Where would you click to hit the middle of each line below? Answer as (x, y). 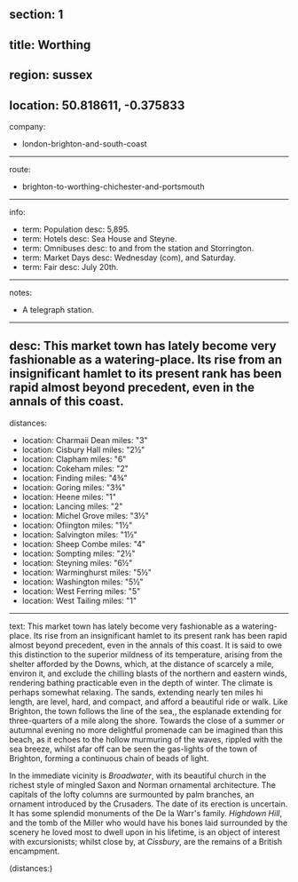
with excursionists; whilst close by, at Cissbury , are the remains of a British (145, 841)
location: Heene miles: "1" (69, 497)
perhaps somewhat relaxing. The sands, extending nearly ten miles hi (136, 692)
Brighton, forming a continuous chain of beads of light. (109, 758)
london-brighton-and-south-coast (85, 143)
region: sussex (51, 75)
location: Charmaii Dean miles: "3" (85, 440)
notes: (21, 292)
